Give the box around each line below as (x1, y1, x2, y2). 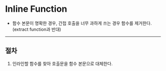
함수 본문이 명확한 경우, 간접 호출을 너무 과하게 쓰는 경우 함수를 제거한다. (12, 20, 152, 26)
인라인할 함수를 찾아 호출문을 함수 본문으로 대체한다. (12, 60, 113, 67)
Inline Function (5, 3, 68, 15)
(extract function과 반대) (12, 26, 61, 32)
